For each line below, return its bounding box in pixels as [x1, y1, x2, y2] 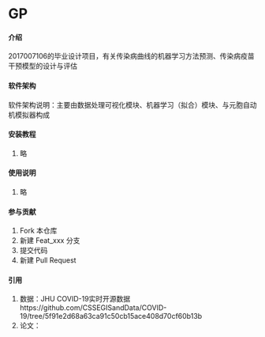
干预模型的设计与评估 [8, 61, 77, 71]
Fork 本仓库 [19, 226, 58, 236]
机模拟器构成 [8, 110, 50, 119]
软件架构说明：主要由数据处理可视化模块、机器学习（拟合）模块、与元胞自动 [8, 100, 257, 109]
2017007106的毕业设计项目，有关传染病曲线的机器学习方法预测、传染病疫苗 [8, 51, 255, 61]
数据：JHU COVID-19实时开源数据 [19, 294, 131, 304]
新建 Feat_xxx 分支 [19, 236, 80, 245]
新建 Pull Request [19, 256, 77, 265]
